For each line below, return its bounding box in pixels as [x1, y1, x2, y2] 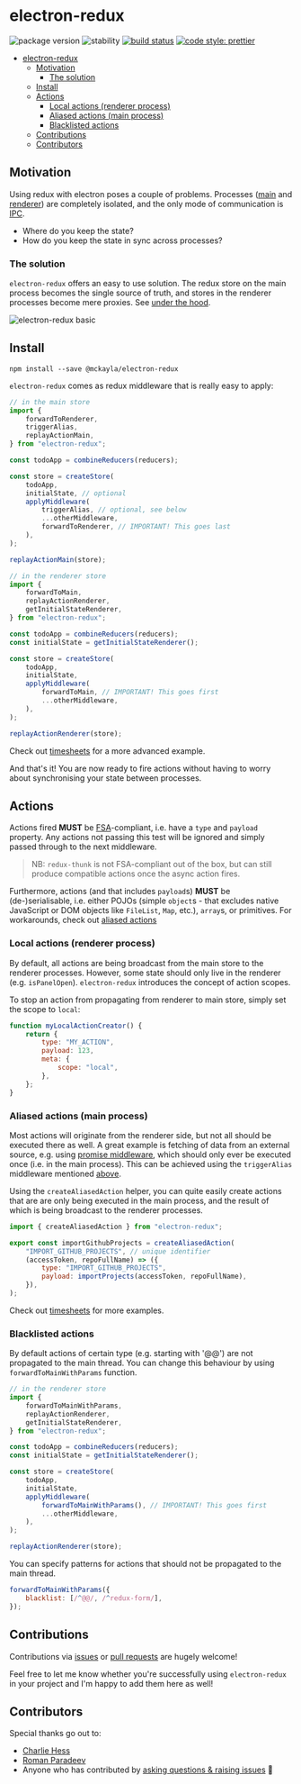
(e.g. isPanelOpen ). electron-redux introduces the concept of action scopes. [9, 976, 291, 987]
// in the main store [9, 397, 91, 406]
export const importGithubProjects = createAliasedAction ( [9, 1238, 235, 1247]
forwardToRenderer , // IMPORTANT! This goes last [41, 522, 231, 531]
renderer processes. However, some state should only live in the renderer [9, 967, 281, 978]
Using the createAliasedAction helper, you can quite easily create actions [9, 1185, 282, 1196]
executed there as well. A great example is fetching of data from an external [9, 1139, 290, 1150]
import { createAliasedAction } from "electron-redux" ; [9, 1222, 223, 1231]
